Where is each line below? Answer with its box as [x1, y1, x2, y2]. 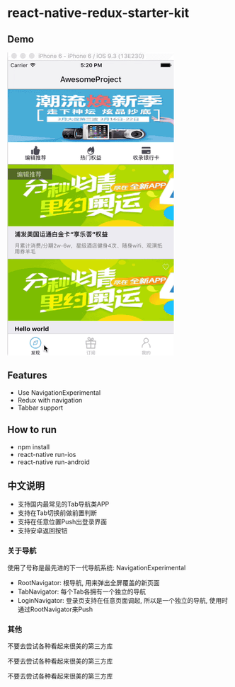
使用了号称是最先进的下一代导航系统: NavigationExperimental [7, 563, 186, 572]
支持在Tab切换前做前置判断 [17, 509, 98, 517]
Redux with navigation [17, 396, 83, 404]
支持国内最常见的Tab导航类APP [17, 500, 110, 509]
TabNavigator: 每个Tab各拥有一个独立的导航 [17, 587, 147, 596]
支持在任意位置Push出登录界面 [17, 518, 108, 526]
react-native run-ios [17, 450, 76, 458]
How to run [7, 424, 57, 436]
